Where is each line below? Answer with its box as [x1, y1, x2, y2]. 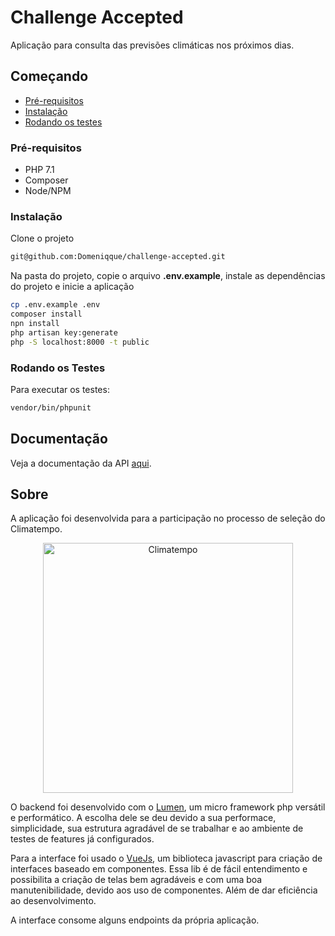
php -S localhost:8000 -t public [10, 337, 150, 347]
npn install [10, 318, 60, 328]
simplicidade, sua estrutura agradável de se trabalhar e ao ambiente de [10, 822, 304, 835]
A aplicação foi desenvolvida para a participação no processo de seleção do [10, 512, 326, 525]
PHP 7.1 [24, 164, 55, 176]
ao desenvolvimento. [10, 895, 97, 907]
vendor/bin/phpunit [10, 402, 92, 413]
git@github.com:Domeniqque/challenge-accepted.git [10, 252, 226, 262]
